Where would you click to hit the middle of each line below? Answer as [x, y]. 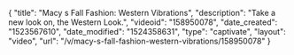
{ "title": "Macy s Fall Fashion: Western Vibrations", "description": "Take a [142, 13]
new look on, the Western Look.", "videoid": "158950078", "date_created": [143, 22]
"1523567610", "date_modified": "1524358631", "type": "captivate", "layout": [147, 31]
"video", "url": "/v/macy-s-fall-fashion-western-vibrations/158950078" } [139, 41]
